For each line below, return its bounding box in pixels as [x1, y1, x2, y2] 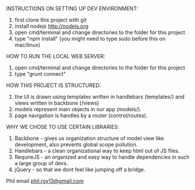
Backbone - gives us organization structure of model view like [14, 135, 165, 142]
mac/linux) [14, 41, 41, 48]
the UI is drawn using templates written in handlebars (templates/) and [14, 94, 184, 100]
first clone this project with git [14, 16, 87, 23]
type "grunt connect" [14, 71, 66, 77]
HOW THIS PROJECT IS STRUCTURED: [6, 82, 101, 89]
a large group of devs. [14, 160, 69, 166]
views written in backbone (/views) [14, 99, 100, 106]
